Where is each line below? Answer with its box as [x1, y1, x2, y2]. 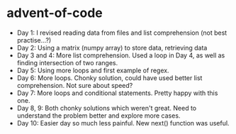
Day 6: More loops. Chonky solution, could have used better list [16, 73, 203, 82]
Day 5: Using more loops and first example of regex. [16, 66, 169, 74]
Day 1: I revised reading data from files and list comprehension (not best [16, 28, 227, 37]
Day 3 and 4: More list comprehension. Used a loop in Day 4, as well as [16, 51, 225, 60]
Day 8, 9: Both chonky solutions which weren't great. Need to [16, 104, 196, 112]
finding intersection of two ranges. [16, 58, 118, 67]
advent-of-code [6, 5, 103, 21]
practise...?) [16, 35, 52, 44]
